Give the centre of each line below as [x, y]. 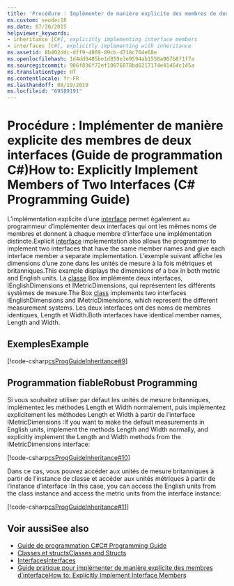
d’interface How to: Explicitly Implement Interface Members [102, 575]
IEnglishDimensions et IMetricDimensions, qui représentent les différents [111, 285]
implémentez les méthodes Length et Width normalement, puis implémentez [117, 407]
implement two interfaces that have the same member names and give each [116, 248]
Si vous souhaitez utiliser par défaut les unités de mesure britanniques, [109, 399]
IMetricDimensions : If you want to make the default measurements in [106, 422]
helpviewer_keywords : [39, 33]
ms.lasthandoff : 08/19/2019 [48, 85]
